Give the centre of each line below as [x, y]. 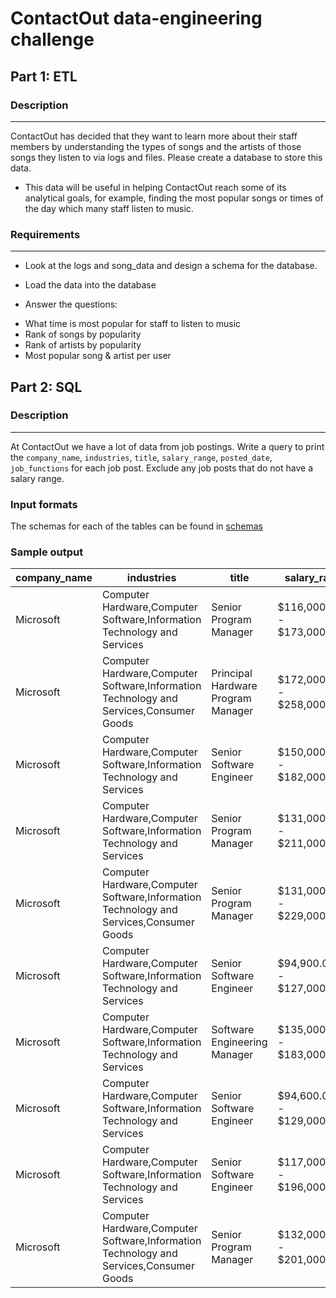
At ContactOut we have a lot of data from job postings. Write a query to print [167, 446]
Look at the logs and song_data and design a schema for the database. [171, 266]
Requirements [45, 234]
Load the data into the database [90, 285]
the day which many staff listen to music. [109, 208]
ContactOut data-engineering [136, 18]
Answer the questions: [71, 304]
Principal [232, 674]
